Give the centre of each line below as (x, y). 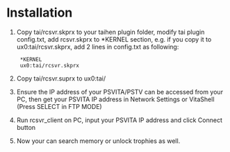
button (26, 127)
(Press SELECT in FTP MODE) (59, 106)
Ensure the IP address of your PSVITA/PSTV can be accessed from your (120, 92)
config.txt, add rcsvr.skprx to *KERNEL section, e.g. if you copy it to (114, 39)
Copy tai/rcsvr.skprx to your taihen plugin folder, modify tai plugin (110, 32)
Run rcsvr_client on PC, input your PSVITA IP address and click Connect (120, 120)
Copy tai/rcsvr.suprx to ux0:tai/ (61, 78)
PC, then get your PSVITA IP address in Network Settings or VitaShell (115, 99)
